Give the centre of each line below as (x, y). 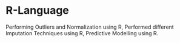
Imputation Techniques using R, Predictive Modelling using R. (82, 33)
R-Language (37, 10)
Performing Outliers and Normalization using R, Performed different (90, 27)
